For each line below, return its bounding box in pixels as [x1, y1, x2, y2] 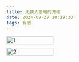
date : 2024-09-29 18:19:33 [6, 14, 74, 20]
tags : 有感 [6, 20, 32, 26]
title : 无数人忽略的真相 [6, 8, 61, 15]
